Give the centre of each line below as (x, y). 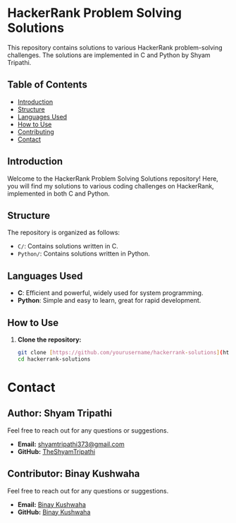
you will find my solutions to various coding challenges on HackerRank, (111, 186)
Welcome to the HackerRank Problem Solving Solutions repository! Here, (113, 179)
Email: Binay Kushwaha (52, 504)
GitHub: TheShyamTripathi (56, 451)
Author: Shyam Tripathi (60, 413)
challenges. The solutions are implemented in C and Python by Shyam (109, 55)
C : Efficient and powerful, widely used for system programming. (110, 293)
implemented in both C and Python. (59, 193)
